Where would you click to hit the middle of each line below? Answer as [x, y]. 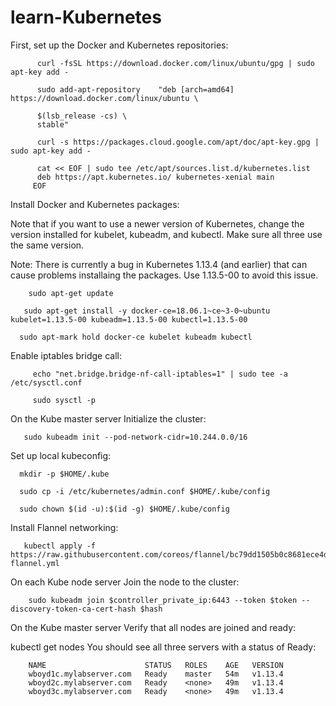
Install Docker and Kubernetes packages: [95, 204]
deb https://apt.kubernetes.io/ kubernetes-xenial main [155, 177]
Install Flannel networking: [64, 527]
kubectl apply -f [60, 546]
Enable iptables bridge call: [66, 355]
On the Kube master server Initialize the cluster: [108, 418]
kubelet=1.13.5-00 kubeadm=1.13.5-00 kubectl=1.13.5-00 [129, 319]
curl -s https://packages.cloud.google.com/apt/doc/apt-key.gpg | [178, 142]
